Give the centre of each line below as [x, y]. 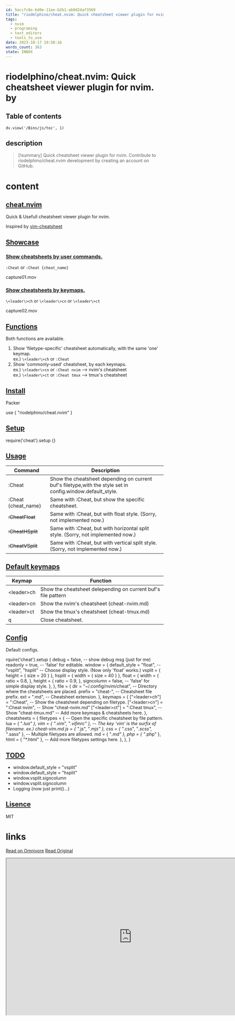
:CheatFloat [22, 517]
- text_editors [26, 33]
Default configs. [22, 650]
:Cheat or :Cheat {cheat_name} [37, 267]
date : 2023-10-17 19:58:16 [34, 43]
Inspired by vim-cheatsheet [34, 227]
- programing [24, 29]
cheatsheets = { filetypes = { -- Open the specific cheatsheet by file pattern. [84, 718]
